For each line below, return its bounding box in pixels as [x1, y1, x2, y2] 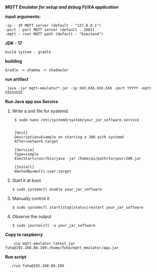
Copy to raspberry [5, 232, 43, 237]
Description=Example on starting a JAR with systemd [14, 135, 124, 139]
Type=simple [14, 152, 39, 157]
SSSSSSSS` [5, 90, 25, 95]
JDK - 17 [5, 40, 22, 46]
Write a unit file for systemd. [12, 108, 69, 114]
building [5, 58, 22, 64]
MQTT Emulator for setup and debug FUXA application [5, 4, 119, 10]
